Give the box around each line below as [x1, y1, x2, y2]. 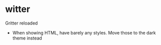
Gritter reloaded [5, 20, 38, 26]
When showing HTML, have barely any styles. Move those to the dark [12, 29, 156, 35]
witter [5, 3, 30, 15]
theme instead [12, 35, 42, 41]
